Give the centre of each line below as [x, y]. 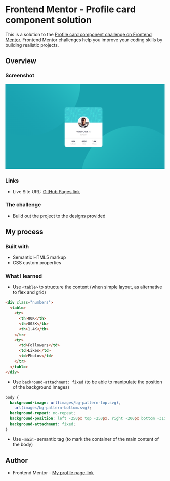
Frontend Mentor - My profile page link [53, 473]
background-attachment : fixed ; [43, 424]
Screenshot [20, 76]
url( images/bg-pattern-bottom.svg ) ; [53, 408]
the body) [23, 444]
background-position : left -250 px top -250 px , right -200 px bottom [82, 419]
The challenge [23, 205]
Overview [21, 61]
